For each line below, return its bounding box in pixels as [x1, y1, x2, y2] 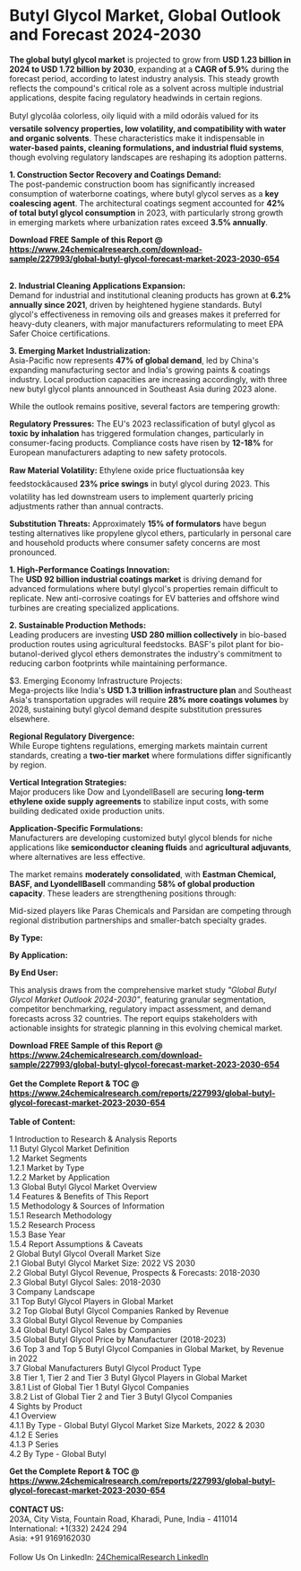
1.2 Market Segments [9, 1153, 88, 1163]
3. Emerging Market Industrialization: [9, 345, 150, 355]
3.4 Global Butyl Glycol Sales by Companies [9, 1324, 172, 1335]
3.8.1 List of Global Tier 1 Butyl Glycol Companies [9, 1382, 190, 1392]
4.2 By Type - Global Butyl [9, 1448, 107, 1459]
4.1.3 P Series [9, 1438, 59, 1450]
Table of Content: [9, 1116, 76, 1127]
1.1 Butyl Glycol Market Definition [9, 1143, 130, 1154]
